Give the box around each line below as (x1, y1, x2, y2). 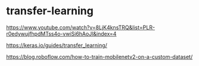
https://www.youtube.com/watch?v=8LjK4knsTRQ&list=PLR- (6, 24, 156, 31)
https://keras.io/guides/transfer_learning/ (6, 42, 107, 49)
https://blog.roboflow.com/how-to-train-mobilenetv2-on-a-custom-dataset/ (6, 53, 193, 60)
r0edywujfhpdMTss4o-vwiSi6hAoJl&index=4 (6, 30, 117, 37)
